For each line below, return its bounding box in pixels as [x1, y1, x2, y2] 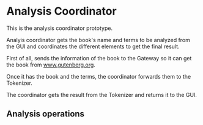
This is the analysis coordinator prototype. [6, 24, 113, 32]
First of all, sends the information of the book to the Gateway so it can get [6, 54, 192, 62]
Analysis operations [6, 109, 84, 120]
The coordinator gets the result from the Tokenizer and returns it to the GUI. [6, 91, 197, 98]
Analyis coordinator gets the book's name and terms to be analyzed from [6, 36, 191, 43]
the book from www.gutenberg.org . [6, 61, 96, 68]
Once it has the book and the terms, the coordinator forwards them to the [6, 73, 191, 80]
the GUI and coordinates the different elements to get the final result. [6, 43, 180, 50]
